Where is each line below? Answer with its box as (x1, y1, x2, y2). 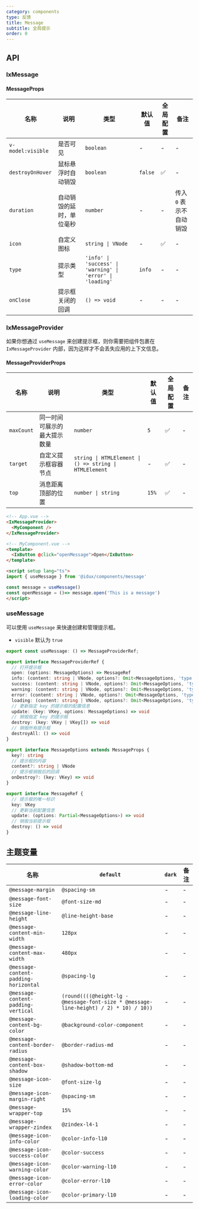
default (99, 871, 121, 878)
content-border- (9, 1042, 55, 1048)
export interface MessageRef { (6, 790, 84, 796)
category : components (6, 8, 60, 15)
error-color (9, 1180, 43, 1187)
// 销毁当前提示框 (11, 818, 51, 824)
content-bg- (9, 1021, 43, 1028)
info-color (9, 1138, 40, 1145)
